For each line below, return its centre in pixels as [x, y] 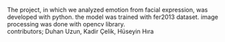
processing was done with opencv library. [66, 24]
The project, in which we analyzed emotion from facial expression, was [107, 10]
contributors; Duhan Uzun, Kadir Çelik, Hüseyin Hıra [81, 31]
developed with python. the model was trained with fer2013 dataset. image [113, 17]
